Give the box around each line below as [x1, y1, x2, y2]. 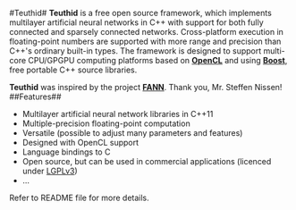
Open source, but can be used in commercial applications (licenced [21, 156, 272, 166]
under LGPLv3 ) [21, 165, 78, 176]
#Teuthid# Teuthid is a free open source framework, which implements [9, 8, 273, 18]
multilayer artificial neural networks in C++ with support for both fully [9, 17, 264, 28]
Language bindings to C [21, 147, 111, 157]
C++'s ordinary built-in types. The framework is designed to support [9, 46, 262, 56]
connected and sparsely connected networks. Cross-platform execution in [9, 27, 284, 37]
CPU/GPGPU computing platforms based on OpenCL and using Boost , [28, 55, 288, 65]
